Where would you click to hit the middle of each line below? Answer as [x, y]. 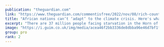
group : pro [16, 32]
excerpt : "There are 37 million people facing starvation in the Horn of [82, 23]
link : [10, 14]
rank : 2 [13, 37]
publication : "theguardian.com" [38, 10]
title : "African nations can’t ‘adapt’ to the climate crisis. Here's [78, 19]
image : [12, 28]
